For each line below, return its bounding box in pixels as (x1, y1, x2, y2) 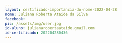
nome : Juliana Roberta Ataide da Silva (5, 12, 88, 17)
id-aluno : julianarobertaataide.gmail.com (5, 26, 95, 31)
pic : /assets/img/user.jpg (5, 21, 61, 26)
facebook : (5, 16, 26, 21)
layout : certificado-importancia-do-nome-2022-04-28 (5, 7, 117, 12)
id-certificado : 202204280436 (5, 30, 68, 35)
